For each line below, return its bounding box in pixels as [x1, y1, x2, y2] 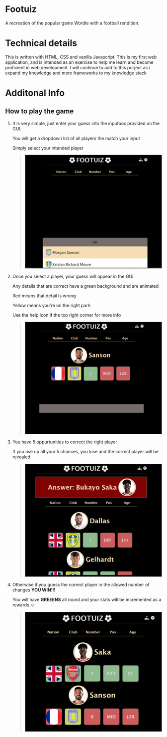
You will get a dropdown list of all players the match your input [12, 135, 140, 141]
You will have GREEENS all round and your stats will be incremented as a [12, 597, 162, 603]
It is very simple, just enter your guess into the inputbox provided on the [12, 120, 160, 126]
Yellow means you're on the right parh [12, 303, 91, 309]
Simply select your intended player [12, 145, 83, 151]
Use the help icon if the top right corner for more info [12, 312, 121, 318]
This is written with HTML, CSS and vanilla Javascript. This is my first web [5, 54, 157, 60]
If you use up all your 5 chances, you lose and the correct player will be [12, 448, 159, 454]
